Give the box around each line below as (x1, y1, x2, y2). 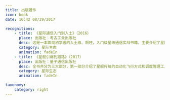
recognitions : (5, 26, 35, 31)
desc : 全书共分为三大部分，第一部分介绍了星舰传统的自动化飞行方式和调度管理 (18, 64, 161, 69)
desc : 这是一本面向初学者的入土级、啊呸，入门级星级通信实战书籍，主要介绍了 (18, 40, 161, 46)
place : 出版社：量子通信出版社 (18, 59, 76, 64)
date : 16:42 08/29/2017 (5, 17, 56, 22)
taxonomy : (5, 82, 26, 88)
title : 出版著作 (5, 7, 36, 13)
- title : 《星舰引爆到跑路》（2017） (14, 54, 83, 59)
